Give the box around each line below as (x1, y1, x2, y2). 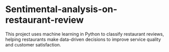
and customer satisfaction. (5, 41, 61, 47)
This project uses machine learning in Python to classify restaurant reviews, (5, 31, 164, 37)
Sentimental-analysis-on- (5, 4, 118, 15)
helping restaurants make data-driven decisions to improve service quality (5, 36, 161, 42)
